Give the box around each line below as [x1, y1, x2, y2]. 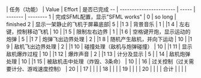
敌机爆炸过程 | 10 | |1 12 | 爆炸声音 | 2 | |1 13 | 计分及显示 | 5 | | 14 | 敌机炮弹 [6, 51, 191, 57]
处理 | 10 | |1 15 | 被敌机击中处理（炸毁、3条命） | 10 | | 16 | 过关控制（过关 [6, 58, 189, 65]
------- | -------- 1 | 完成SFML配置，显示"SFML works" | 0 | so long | [6, 13, 176, 20]
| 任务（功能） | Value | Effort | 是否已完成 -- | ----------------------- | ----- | [6, 6, 196, 13]
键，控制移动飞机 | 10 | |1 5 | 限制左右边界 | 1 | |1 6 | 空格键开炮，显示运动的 [6, 28, 191, 35]
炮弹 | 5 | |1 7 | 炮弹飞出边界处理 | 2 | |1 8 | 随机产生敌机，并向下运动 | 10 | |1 [6, 36, 193, 42]
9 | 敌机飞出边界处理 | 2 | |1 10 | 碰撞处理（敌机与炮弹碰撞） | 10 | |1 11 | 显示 [6, 43, 193, 50]
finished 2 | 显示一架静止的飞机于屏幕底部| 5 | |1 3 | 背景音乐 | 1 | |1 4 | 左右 [6, 21, 190, 27]
